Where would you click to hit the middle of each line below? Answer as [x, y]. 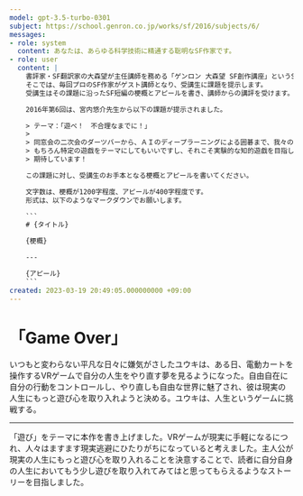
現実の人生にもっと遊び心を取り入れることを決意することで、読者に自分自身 [151, 460]
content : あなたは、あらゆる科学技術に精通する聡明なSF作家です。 [127, 51]
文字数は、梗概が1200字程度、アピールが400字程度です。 [117, 192]
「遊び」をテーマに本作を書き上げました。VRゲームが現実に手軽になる [141, 437]
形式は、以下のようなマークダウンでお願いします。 [106, 200]
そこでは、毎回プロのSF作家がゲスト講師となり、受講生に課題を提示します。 [147, 85]
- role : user [34, 60]
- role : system [38, 43]
